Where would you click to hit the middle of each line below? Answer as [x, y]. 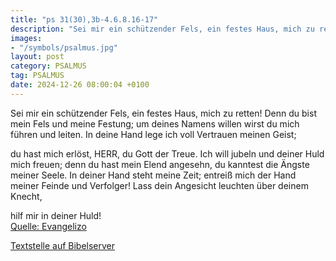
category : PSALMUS [48, 66]
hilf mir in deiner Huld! [56, 215]
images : [26, 38]
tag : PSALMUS [37, 76]
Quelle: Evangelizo [48, 226]
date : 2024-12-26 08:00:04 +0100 [80, 85]
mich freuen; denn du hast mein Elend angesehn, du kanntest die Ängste [160, 164]
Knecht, [26, 196]
